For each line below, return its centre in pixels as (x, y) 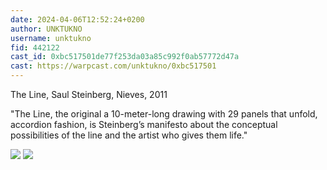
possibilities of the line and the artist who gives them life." (129, 135)
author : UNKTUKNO (46, 29)
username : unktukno (51, 38)
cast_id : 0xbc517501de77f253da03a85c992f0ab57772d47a (125, 57)
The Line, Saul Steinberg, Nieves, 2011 (89, 94)
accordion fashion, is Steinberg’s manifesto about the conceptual (144, 124)
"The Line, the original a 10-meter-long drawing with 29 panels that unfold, (164, 114)
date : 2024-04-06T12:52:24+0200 (77, 19)
